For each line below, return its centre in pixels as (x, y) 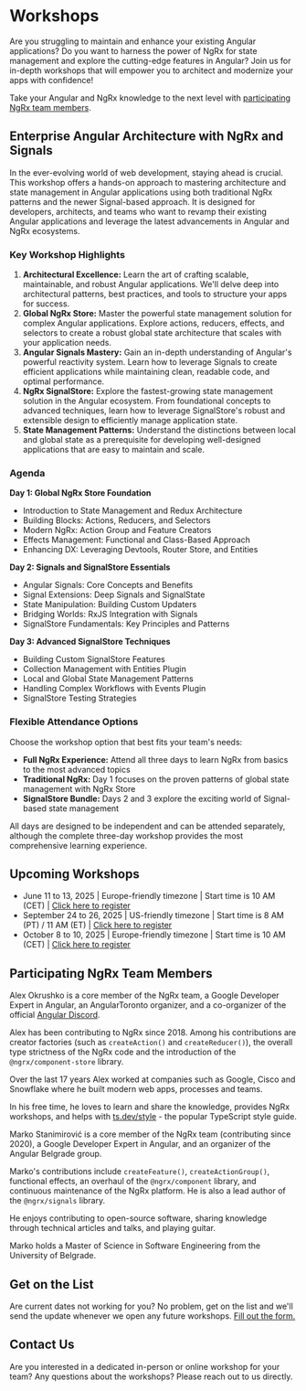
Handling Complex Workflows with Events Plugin (114, 689)
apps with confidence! (52, 80)
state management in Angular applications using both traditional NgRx (141, 192)
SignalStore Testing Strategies (79, 698)
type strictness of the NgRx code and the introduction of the (123, 1052)
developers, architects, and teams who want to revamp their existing (138, 211)
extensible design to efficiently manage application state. (130, 421)
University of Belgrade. (53, 1256)
